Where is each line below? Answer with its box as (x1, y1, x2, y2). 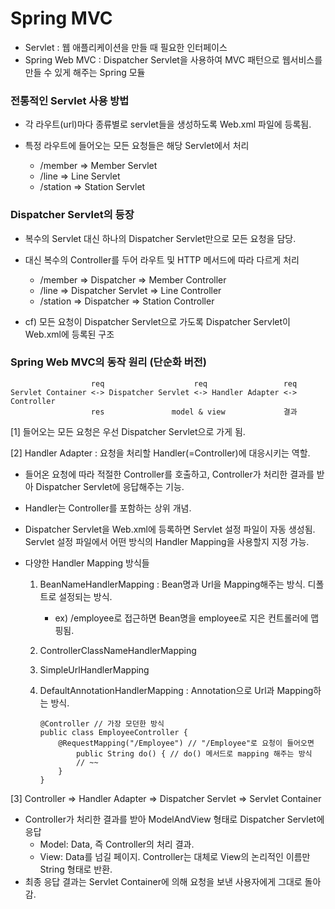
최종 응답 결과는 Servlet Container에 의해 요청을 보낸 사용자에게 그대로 (24, 875, 303, 887)
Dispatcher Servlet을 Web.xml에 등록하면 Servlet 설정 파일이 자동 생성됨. (24, 523, 316, 535)
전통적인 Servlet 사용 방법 (10, 93, 130, 107)
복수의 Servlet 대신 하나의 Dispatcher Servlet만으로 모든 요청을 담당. (24, 232, 297, 244)
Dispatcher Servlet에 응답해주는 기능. (35, 480, 185, 492)
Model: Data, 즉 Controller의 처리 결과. (39, 838, 195, 850)
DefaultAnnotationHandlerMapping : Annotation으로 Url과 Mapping (39, 684, 314, 696)
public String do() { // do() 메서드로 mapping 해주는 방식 (75, 748, 313, 759)
